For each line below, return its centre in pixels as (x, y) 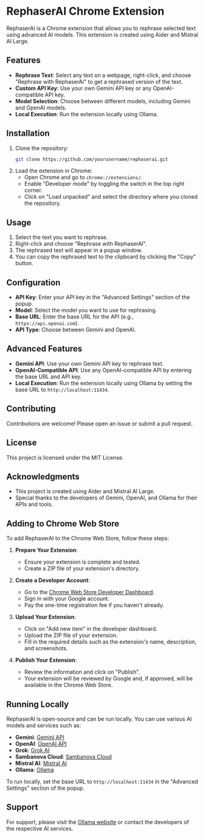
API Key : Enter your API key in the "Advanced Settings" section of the (102, 297)
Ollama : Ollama (34, 770)
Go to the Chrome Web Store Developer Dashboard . (89, 592)
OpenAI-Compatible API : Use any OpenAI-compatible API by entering (103, 370)
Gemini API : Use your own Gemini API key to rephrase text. (90, 363)
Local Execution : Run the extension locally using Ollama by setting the (104, 383)
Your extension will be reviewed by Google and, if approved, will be (108, 678)
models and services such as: (44, 725)
